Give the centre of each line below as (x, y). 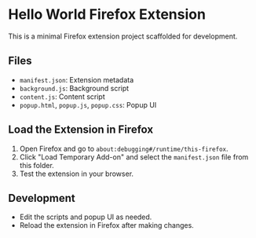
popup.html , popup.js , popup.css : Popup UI (88, 104)
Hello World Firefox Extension (107, 15)
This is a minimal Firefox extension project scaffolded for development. (123, 36)
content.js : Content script (62, 97)
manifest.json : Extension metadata (77, 79)
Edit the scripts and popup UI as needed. (86, 217)
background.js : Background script (74, 88)
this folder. (37, 165)
